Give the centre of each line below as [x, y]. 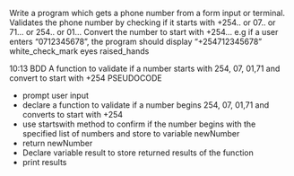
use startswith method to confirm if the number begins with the [139, 124]
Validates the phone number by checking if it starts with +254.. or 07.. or [143, 22]
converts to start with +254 [73, 114]
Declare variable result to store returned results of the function [138, 153]
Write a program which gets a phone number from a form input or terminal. [147, 13]
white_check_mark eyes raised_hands [79, 51]
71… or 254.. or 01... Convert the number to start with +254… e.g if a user [144, 32]
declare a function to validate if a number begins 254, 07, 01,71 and [146, 105]
